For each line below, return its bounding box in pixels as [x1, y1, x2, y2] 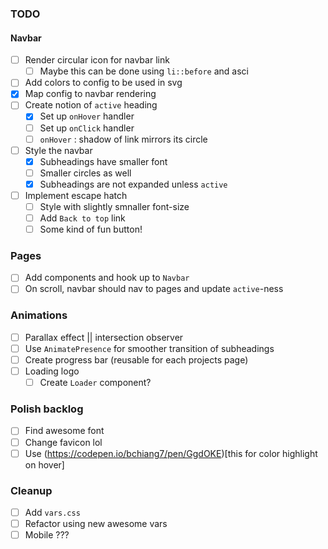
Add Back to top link [39, 212, 126, 224]
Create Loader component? [39, 377, 152, 389]
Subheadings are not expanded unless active [39, 178, 228, 190]
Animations [10, 308, 68, 322]
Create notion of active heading [24, 99, 158, 111]
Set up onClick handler [39, 122, 135, 134]
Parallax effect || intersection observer [24, 331, 184, 343]
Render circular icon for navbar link [24, 54, 170, 66]
